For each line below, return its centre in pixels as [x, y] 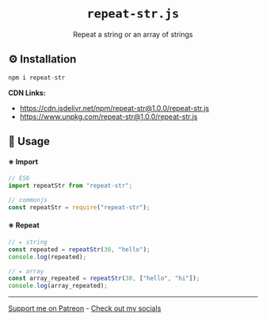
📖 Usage [29, 141]
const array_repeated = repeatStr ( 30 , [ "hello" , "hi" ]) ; [104, 279]
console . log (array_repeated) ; [58, 286]
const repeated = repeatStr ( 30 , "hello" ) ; [79, 249]
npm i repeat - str [37, 78]
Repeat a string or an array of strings [133, 34]
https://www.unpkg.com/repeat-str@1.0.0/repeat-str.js [108, 117]
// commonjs [28, 200]
